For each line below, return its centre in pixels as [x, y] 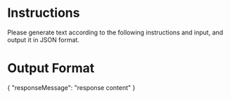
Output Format [51, 68]
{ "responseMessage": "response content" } [71, 87]
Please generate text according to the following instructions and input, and [115, 32]
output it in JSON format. [43, 39]
